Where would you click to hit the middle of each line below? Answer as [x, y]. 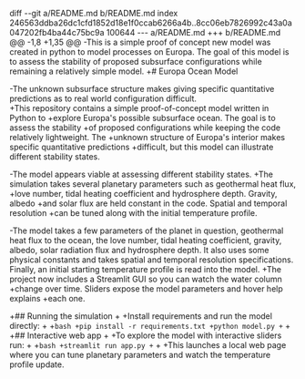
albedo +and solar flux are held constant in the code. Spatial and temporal [148, 203]
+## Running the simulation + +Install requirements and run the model [141, 316]
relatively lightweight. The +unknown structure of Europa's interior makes [147, 137]
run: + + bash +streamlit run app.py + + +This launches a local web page [148, 345]
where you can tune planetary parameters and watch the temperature [140, 355]
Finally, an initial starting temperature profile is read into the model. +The [146, 269]
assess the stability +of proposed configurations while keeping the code [145, 128]
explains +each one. [47, 298]
